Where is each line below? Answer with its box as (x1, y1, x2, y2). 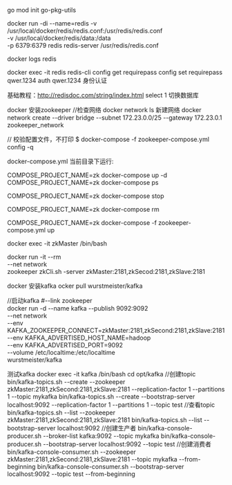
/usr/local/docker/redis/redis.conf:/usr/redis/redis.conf (7, 27, 163, 35)
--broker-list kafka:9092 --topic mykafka (43, 432, 160, 440)
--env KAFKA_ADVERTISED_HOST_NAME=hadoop (7, 333, 151, 342)
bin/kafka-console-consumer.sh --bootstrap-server (37, 463, 184, 470)
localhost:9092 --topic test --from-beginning (7, 470, 136, 478)
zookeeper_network (7, 121, 64, 129)
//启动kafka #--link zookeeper (7, 297, 93, 304)
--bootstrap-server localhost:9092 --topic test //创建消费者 (43, 440, 212, 448)
